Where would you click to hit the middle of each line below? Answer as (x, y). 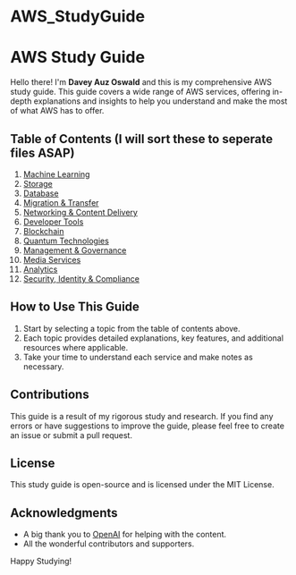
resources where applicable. (76, 347)
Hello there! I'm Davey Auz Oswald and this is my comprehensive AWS (141, 82)
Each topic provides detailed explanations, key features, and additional (153, 338)
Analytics (40, 269)
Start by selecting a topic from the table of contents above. (131, 328)
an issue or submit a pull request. (72, 435)
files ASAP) (42, 152)
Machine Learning (56, 174)
